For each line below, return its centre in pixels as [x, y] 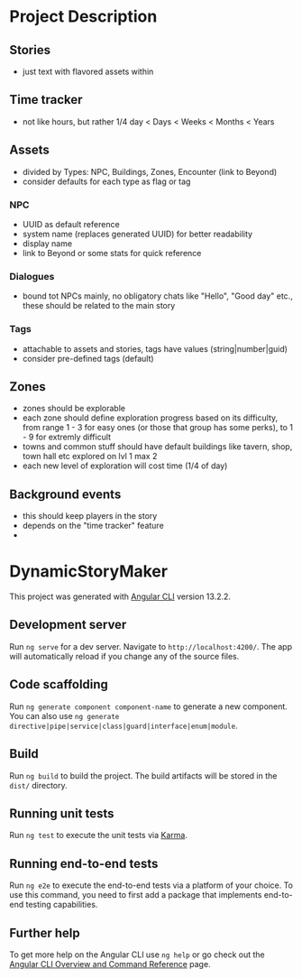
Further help [45, 932]
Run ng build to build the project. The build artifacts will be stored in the [143, 775]
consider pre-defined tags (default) [88, 358]
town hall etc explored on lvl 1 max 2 [90, 457]
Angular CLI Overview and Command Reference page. [110, 964]
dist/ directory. [38, 785]
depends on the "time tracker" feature [93, 526]
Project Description [83, 17]
